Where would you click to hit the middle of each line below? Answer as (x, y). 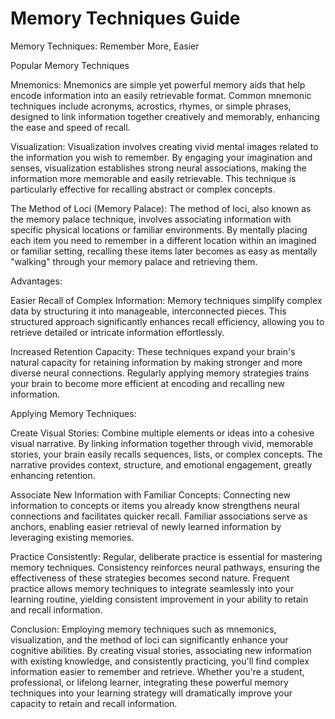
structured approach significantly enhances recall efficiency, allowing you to (167, 321)
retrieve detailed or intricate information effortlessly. (117, 332)
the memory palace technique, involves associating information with (151, 219)
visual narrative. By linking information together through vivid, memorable (162, 443)
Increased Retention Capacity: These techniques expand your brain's (153, 351)
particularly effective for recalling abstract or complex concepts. (143, 189)
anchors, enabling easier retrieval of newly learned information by (146, 526)
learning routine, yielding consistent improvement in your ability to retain (159, 599)
